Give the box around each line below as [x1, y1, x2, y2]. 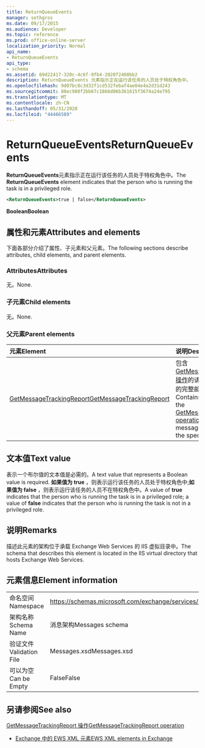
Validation [9, 648, 38, 656]
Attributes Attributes [6, 266, 68, 275]
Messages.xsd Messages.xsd [49, 647, 133, 656]
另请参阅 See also [6, 704, 72, 715]
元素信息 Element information [6, 575, 118, 585]
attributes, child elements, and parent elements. [6, 251, 126, 258]
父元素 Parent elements [6, 329, 75, 338]
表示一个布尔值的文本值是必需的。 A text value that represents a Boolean [6, 471, 188, 478]
